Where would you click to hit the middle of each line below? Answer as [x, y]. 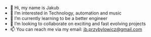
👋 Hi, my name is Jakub [35, 8]
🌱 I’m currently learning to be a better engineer [59, 18]
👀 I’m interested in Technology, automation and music [66, 13]
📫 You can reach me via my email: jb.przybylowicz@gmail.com [76, 29]
